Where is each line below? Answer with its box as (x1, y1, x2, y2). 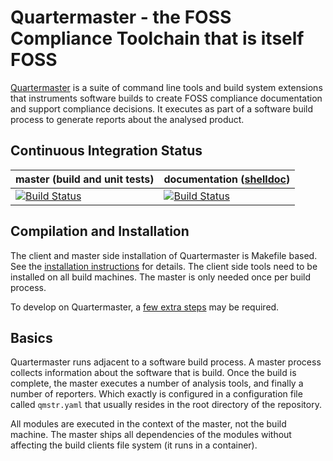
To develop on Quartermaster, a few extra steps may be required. (10, 301, 280, 313)
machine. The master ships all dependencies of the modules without (10, 429, 292, 441)
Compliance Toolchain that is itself (10, 27, 305, 50)
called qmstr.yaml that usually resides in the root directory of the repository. (10, 399, 322, 411)
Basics (10, 329, 53, 346)
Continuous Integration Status (10, 142, 203, 160)
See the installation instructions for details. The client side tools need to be (10, 260, 318, 272)
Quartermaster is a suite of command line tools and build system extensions (10, 81, 323, 93)
